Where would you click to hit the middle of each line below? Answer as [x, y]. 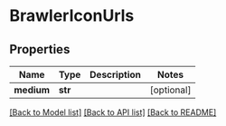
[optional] [170, 90]
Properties [40, 49]
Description [116, 75]
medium [32, 90]
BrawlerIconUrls [72, 16]
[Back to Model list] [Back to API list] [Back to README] [113, 112]
